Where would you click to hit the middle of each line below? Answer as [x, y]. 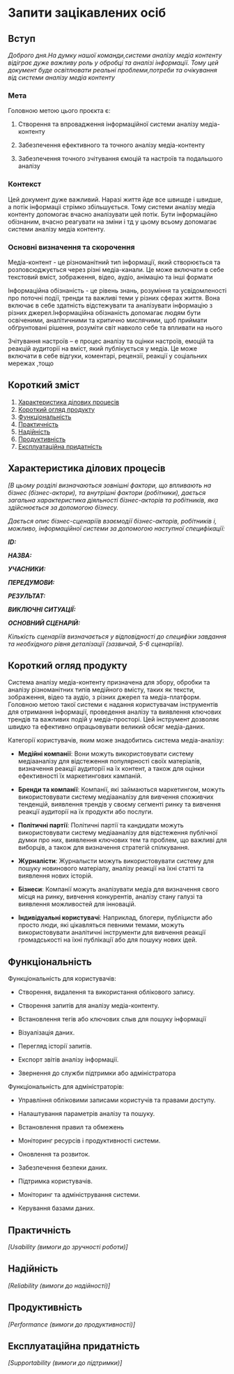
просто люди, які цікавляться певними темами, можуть [101, 925]
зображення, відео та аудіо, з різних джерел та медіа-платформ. [104, 697]
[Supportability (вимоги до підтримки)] [65, 1363]
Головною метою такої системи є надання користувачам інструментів [113, 705]
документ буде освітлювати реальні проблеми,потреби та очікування [113, 70]
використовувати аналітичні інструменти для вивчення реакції [112, 933]
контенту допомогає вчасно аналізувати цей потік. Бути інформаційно [113, 214]
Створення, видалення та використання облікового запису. [107, 992]
